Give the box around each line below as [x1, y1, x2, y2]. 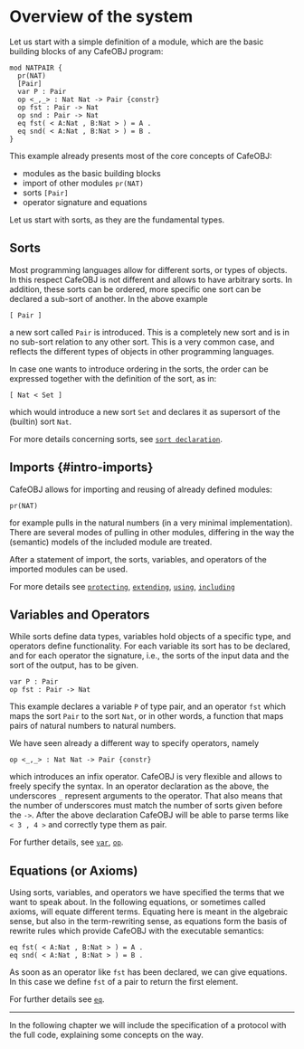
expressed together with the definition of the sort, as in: [9, 373, 217, 383]
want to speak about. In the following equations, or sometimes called [9, 897, 266, 908]
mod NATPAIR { [9, 63, 63, 72]
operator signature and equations [22, 196, 147, 207]
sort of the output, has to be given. [9, 660, 138, 671]
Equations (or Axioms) [9, 863, 138, 878]
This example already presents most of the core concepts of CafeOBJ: [9, 150, 273, 161]
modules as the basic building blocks [22, 167, 161, 178]
